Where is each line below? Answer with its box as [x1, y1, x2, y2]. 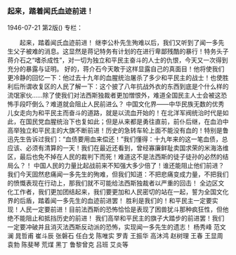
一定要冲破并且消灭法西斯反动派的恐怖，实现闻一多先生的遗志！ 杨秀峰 [7, 223, 212, 231]
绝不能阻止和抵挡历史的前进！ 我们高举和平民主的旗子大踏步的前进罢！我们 [7, 214, 225, 223]
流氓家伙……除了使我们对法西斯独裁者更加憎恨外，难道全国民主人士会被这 [7, 91, 221, 100]
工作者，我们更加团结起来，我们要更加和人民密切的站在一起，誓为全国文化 [13, 188, 229, 196]
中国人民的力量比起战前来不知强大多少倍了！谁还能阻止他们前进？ [33, 162, 225, 170]
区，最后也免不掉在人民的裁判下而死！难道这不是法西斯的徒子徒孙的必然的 [7, 152, 223, 161]
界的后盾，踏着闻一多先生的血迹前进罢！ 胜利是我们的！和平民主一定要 [7, 197, 212, 205]
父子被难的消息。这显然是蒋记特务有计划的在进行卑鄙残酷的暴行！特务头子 [13, 47, 229, 55]
